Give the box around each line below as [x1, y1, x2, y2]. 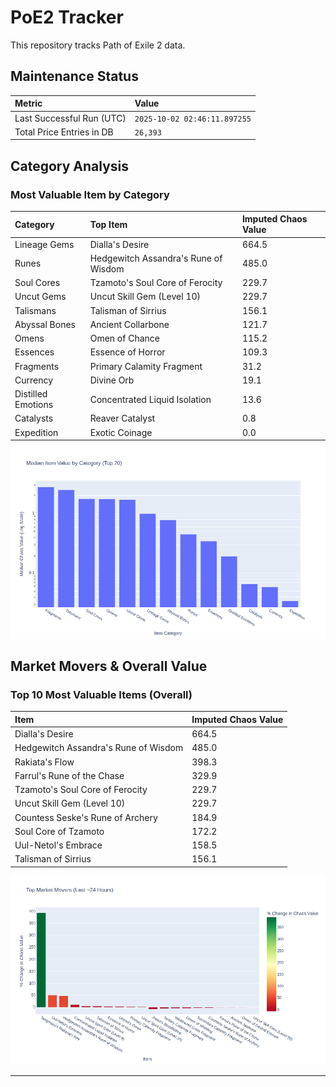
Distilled [14, 388, 48, 400]
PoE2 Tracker [10, 6, 124, 29]
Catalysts [14, 412, 54, 425]
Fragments [14, 360, 60, 372]
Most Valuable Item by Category [10, 187, 170, 201]
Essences [14, 346, 55, 358]
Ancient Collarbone [89, 318, 170, 330]
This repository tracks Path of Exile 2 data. [10, 39, 186, 51]
